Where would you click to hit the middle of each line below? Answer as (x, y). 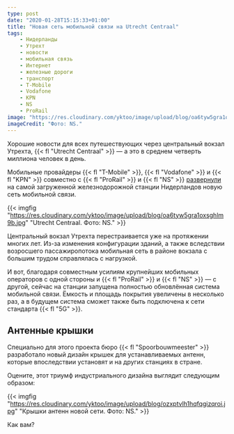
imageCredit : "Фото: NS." (45, 124)
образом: (21, 383)
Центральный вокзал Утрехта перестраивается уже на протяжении (108, 236)
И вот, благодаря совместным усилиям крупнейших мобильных (103, 272)
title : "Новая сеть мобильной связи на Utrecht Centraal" (93, 26)
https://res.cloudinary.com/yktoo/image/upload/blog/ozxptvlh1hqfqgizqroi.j (118, 404)
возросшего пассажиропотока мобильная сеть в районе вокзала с (107, 251)
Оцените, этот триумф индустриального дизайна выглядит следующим (114, 375)
